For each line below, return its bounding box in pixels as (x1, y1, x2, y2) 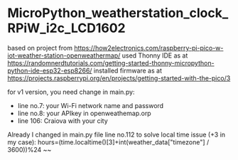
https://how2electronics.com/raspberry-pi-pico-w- (74, 43, 224, 52)
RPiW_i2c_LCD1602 (7, 20, 126, 36)
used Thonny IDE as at (121, 51, 188, 60)
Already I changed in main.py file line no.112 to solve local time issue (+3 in (7, 130, 226, 139)
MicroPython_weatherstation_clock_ (7, 5, 229, 21)
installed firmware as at (93, 66, 162, 75)
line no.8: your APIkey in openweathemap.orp (17, 109, 151, 117)
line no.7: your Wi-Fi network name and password (17, 101, 164, 110)
